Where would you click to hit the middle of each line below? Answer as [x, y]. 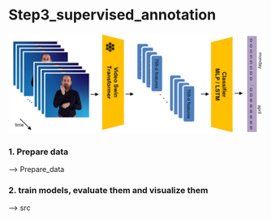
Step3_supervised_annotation [112, 15]
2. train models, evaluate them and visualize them [108, 191]
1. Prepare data [39, 152]
